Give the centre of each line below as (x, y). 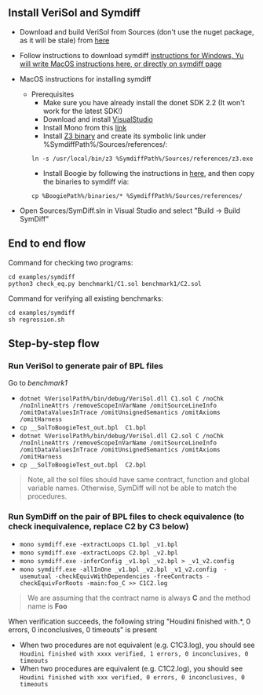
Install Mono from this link (85, 127)
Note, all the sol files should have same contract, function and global (138, 480)
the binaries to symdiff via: (86, 181)
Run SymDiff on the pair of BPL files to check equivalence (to (126, 517)
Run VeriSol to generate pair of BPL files (86, 366)
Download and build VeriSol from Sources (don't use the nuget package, (137, 31)
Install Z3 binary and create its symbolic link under (124, 136)
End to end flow (47, 244)
